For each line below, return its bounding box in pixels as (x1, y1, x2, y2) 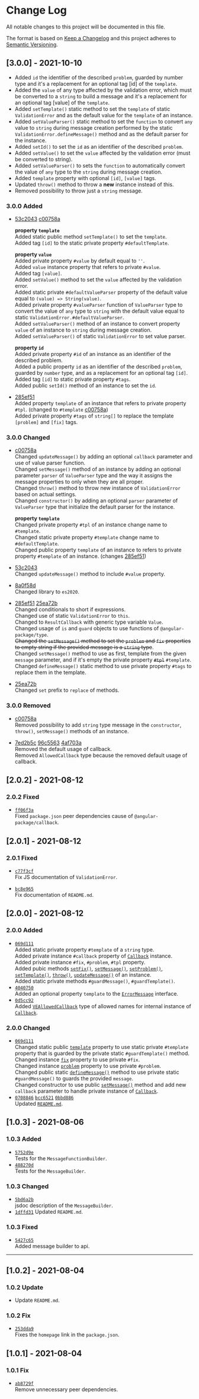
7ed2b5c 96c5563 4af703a (14, 739, 82, 746)
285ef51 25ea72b (14, 599, 58, 607)
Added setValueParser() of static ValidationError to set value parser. (14, 333, 186, 340)
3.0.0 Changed (6, 433, 50, 441)
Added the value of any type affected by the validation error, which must (14, 86, 192, 94)
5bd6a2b (14, 1196, 34, 1202)
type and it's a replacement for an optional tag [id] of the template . (14, 80, 178, 87)
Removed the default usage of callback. (14, 745, 113, 752)
